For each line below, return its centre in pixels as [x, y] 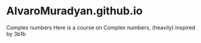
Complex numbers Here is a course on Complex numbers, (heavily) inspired [101, 27]
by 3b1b [16, 33]
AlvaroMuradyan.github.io [75, 11]
